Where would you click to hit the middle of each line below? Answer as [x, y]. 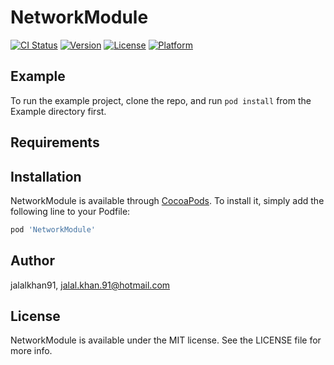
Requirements [55, 142]
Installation [46, 176]
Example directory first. [58, 111]
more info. [31, 351]
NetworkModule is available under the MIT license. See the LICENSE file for [166, 340]
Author [32, 261]
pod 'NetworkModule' [53, 229]
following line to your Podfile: [70, 211]
